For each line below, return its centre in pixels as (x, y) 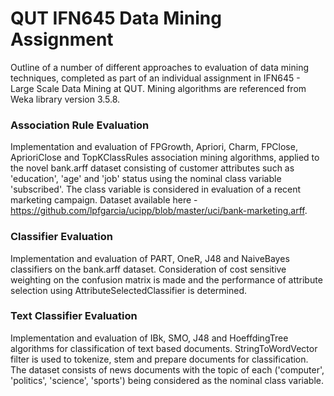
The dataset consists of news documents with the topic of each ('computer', (167, 369)
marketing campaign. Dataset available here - (104, 200)
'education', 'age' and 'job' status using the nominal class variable (146, 179)
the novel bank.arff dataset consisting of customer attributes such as (152, 168)
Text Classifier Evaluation (74, 316)
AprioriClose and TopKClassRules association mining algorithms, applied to (165, 158)
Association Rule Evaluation (80, 125)
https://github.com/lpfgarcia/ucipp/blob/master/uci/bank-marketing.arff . (159, 211)
